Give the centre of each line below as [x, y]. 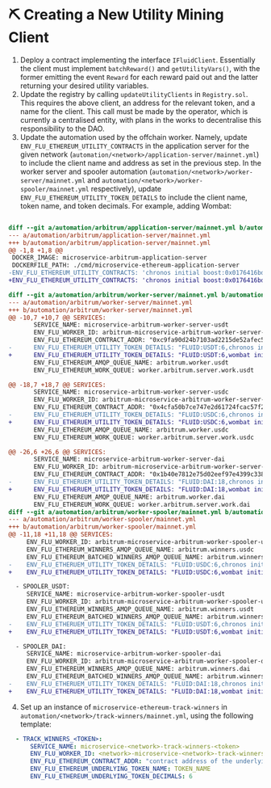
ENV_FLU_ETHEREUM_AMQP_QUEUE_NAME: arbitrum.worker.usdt [131, 362]
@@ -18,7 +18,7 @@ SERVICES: [57, 385]
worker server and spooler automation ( [86, 171]
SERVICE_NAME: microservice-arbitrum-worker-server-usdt [131, 325]
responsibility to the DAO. [62, 129]
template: [36, 724]
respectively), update [126, 188]
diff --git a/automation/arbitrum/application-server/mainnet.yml [122, 228]
